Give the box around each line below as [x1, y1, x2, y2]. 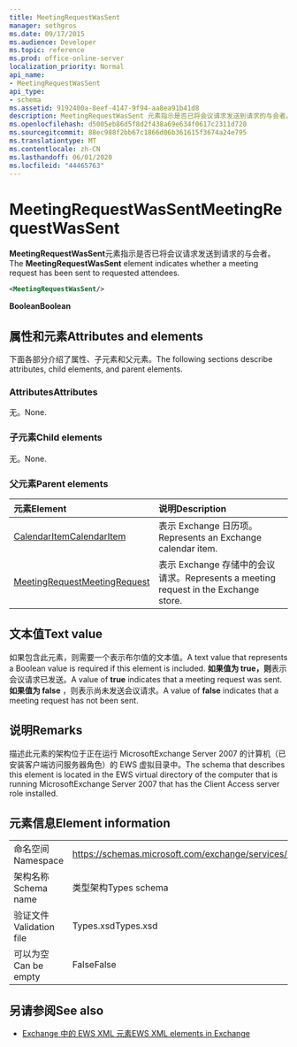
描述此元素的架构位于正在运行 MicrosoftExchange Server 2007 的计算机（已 [9, 748, 286, 758]
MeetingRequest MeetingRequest [13, 575, 150, 588]
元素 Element [13, 502, 67, 514]
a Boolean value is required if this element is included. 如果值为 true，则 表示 [9, 663, 287, 674]
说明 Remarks [9, 723, 83, 738]
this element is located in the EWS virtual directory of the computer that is [9, 769, 278, 780]
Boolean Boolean [9, 301, 72, 312]
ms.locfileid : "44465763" [9, 161, 104, 170]
